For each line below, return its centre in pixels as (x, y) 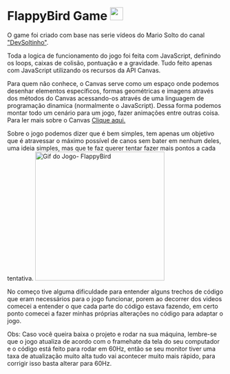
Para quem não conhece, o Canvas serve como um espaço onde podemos (113, 83)
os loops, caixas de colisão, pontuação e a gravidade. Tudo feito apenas (110, 63)
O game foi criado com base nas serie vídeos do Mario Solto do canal (106, 35)
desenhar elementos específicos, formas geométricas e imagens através (111, 91)
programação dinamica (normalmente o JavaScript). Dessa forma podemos (114, 105)
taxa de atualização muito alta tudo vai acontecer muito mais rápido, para (111, 356)
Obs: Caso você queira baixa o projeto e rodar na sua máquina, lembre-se (112, 334)
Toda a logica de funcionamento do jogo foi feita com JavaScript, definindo (114, 56)
